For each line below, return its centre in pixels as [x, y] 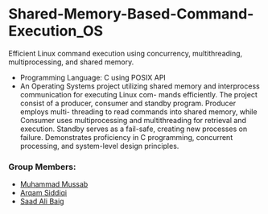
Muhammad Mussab [54, 184]
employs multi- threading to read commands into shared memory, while [138, 111]
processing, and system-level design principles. [99, 146]
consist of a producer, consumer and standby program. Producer [128, 103]
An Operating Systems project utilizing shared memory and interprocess [140, 86]
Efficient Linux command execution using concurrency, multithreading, [126, 53]
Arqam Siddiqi [43, 193]
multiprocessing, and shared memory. [71, 62]
